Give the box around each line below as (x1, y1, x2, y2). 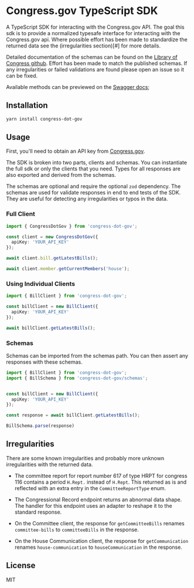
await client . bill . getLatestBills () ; (6, 255, 98, 261)
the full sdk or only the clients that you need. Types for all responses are (6, 165, 181, 172)
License (6, 560, 36, 570)
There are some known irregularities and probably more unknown (6, 454, 165, 461)
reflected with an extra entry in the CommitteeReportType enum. (14, 484, 166, 491)
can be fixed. (6, 72, 38, 79)
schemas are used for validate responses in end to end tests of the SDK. (6, 189, 181, 196)
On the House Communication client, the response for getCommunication (14, 537, 189, 544)
